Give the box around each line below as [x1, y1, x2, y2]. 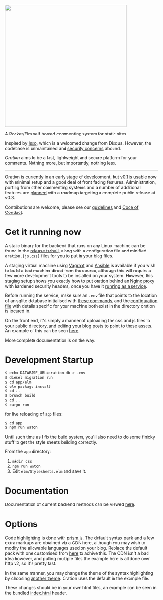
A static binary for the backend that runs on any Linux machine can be [5, 242, 146, 248]
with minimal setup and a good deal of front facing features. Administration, [5, 179, 156, 185]
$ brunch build [5, 393, 36, 398]
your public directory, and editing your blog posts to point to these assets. [5, 323, 153, 329]
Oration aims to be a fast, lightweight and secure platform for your [5, 155, 137, 160]
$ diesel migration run [5, 375, 53, 380]
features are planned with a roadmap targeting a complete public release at [5, 190, 156, 195]
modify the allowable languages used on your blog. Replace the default [5, 545, 147, 551]
